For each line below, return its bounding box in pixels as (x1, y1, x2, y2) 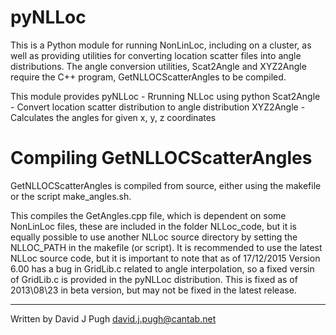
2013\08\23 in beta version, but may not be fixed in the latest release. (10, 284, 297, 296)
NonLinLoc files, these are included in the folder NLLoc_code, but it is (10, 220, 297, 232)
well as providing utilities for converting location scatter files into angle (10, 49, 302, 61)
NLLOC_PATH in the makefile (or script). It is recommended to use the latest (10, 241, 323, 253)
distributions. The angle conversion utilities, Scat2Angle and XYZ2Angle (10, 60, 307, 72)
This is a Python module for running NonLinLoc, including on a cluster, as (10, 39, 312, 51)
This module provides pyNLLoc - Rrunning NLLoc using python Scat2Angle (10, 90, 321, 102)
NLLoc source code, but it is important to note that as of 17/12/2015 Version (10, 252, 321, 264)
